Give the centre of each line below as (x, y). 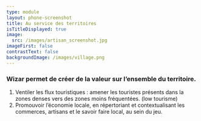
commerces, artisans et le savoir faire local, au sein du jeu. (89, 111)
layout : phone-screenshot (39, 18)
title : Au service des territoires (51, 23)
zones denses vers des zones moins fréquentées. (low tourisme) (96, 98)
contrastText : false (33, 52)
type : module (23, 12)
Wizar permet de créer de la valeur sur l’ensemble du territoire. (101, 79)
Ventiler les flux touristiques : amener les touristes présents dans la (99, 92)
